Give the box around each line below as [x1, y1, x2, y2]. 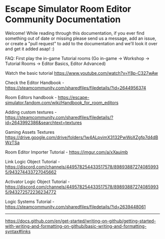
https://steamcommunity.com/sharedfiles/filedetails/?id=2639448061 [5, 204, 146, 209]
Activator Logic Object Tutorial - [5, 179, 70, 184]
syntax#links [5, 228, 31, 234]
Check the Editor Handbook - [5, 80, 65, 86]
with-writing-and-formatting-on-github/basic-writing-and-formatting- [5, 223, 147, 229]
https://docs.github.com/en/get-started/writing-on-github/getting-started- [5, 218, 156, 224]
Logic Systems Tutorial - [5, 198, 55, 205]
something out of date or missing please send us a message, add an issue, [5, 35, 156, 41]
